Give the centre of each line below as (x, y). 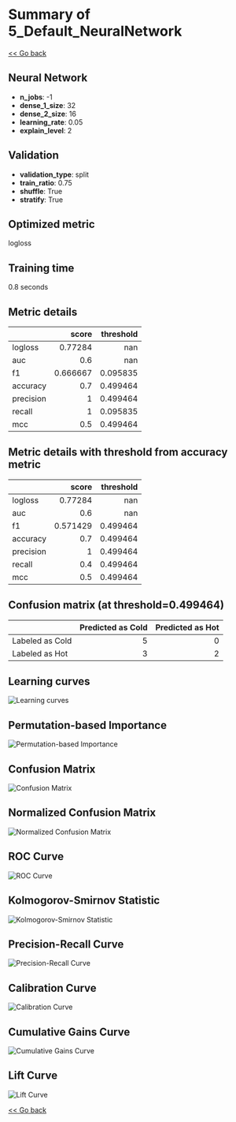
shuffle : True (41, 191)
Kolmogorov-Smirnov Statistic (84, 901)
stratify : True (41, 200)
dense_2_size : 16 (48, 114)
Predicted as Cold (114, 627)
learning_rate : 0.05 (51, 122)
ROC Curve (36, 856)
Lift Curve (33, 1076)
